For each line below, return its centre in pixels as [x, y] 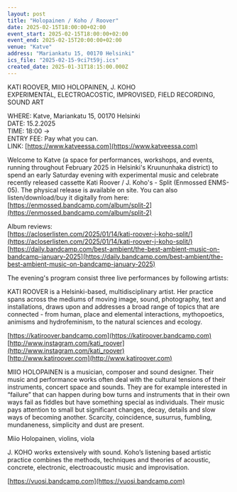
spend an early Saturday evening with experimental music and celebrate [113, 175]
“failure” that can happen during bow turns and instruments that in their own [119, 394]
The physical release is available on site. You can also [99, 190]
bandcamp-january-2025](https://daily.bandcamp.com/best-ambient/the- [115, 256]
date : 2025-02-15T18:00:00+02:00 [57, 27]
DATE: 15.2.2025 [31, 123]
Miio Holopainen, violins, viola [51, 438]
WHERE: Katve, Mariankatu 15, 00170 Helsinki [74, 116]
